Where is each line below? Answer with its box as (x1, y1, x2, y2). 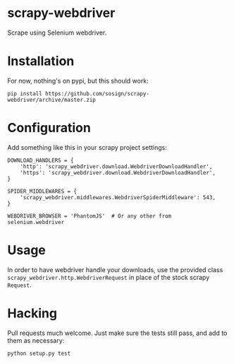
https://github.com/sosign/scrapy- (44, 90, 150, 97)
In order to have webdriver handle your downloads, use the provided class (7, 265, 223, 274)
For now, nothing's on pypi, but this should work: (7, 76, 149, 85)
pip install (7, 90, 42, 97)
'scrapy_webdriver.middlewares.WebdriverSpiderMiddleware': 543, (20, 194, 216, 201)
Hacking (7, 305, 58, 321)
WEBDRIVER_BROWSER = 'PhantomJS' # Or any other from (7, 212, 172, 220)
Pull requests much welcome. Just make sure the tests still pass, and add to (7, 329, 228, 337)
